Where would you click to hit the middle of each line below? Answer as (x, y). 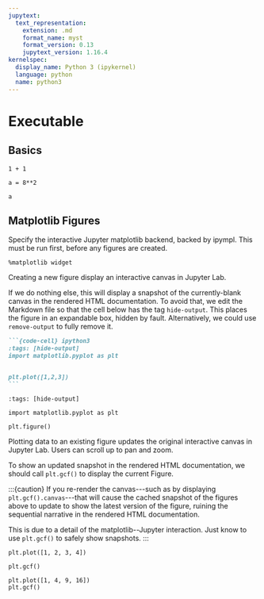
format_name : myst (53, 38)
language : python (44, 75)
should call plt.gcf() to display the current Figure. (91, 474)
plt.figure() (30, 426)
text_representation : (51, 23)
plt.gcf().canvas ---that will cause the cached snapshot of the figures (123, 497)
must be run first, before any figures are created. (88, 248)
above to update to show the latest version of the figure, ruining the (118, 505)
